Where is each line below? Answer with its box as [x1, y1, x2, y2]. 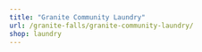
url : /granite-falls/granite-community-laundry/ [9, 21, 194, 30]
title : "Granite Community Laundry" [9, 12, 146, 22]
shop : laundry [9, 29, 63, 38]
